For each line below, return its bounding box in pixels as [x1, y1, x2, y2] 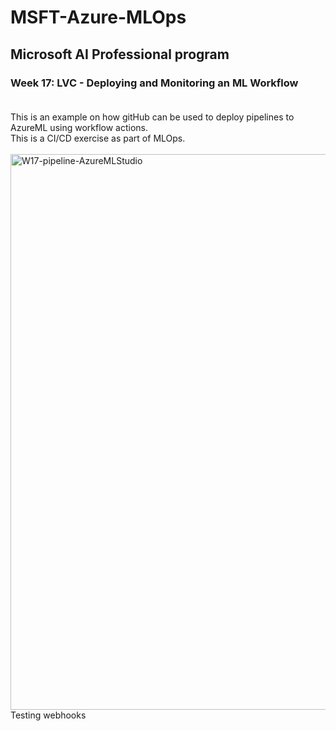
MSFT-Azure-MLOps [10, 6, 187, 29]
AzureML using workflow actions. [10, 121, 149, 133]
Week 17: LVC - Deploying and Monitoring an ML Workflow [10, 76, 299, 90]
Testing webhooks [10, 709, 87, 721]
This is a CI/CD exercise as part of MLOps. [10, 132, 186, 144]
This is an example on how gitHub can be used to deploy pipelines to [10, 111, 295, 123]
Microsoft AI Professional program [10, 46, 230, 63]
